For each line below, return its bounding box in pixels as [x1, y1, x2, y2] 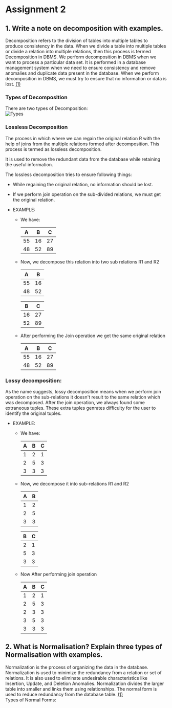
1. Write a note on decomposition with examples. [5, 24, 163, 33]
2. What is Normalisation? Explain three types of [5, 643, 163, 651]
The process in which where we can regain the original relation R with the [5, 135, 160, 141]
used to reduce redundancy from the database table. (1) [5, 691, 123, 697]
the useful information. [5, 161, 53, 167]
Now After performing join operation [20, 571, 97, 577]
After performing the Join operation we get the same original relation [20, 333, 165, 339]
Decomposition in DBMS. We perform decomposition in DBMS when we [5, 54, 157, 60]
